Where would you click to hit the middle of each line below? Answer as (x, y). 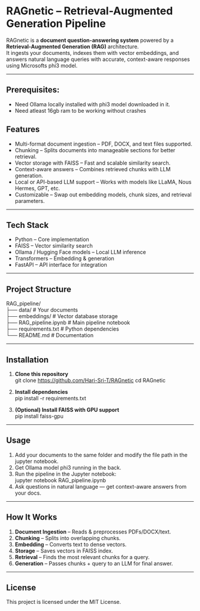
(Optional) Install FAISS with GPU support (67, 410)
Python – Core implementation (52, 239)
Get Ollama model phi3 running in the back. (68, 467)
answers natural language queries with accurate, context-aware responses (98, 59)
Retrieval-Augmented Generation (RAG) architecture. (73, 47)
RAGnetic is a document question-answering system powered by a (90, 40)
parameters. (30, 200)
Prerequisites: (33, 90)
